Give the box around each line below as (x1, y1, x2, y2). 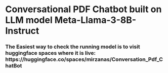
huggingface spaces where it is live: (5, 50, 96, 57)
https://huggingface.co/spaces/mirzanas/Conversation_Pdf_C (5, 56, 163, 63)
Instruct (5, 25, 39, 36)
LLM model (5, 14, 53, 26)
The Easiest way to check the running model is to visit (5, 43, 140, 50)
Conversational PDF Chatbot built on (5, 4, 162, 15)
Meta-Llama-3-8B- (54, 14, 137, 26)
